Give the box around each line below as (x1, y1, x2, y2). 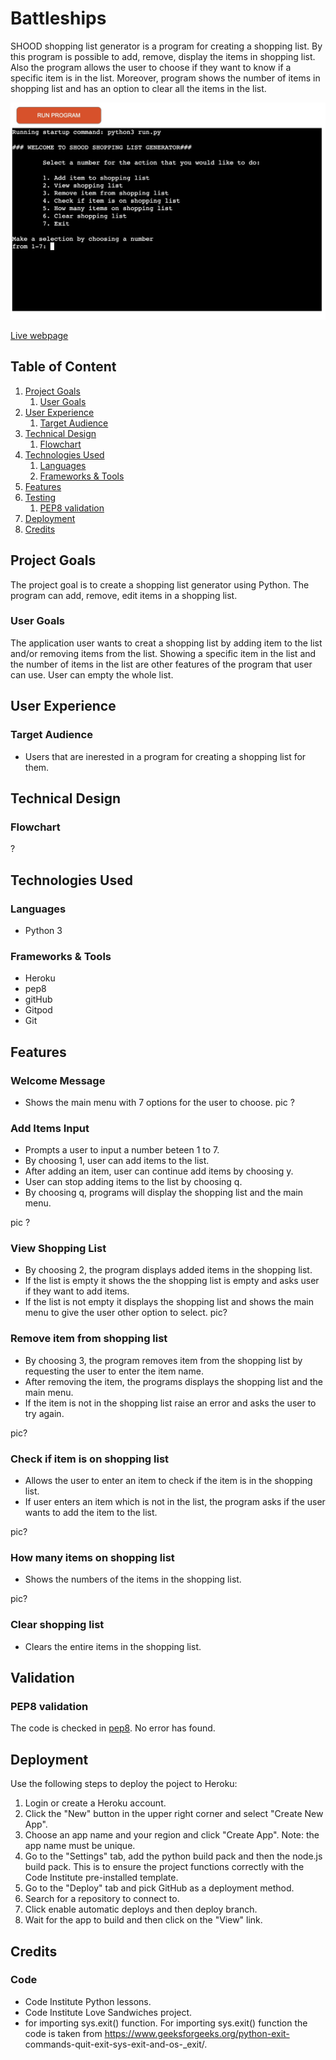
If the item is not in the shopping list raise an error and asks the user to (24, 1397, 317, 1409)
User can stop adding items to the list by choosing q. (24, 1176, 243, 1188)
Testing (24, 491, 57, 503)
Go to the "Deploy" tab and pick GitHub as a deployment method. (24, 1882, 295, 1894)
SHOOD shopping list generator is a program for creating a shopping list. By (10, 40, 323, 52)
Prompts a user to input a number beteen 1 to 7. (24, 1144, 220, 1156)
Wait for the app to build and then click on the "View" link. (24, 1914, 263, 1926)
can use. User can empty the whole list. (10, 668, 174, 681)
